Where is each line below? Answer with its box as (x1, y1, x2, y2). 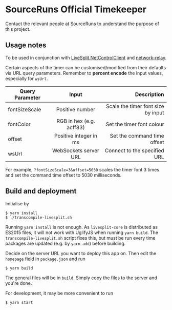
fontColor (8, 121, 31, 128)
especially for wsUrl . (5, 75, 48, 82)
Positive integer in (54, 132, 97, 139)
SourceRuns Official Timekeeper (5, 4, 147, 15)
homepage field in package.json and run (5, 256, 85, 262)
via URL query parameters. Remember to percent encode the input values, (5, 70, 163, 76)
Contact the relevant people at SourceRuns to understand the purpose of (5, 21, 160, 27)
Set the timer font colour (105, 121, 164, 128)
